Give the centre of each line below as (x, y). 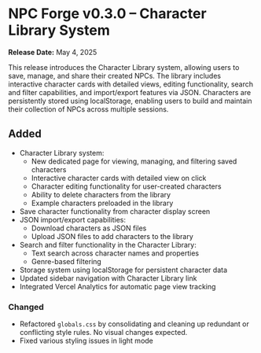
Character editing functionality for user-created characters (126, 186)
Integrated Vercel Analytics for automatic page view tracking (118, 286)
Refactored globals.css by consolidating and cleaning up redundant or (134, 324)
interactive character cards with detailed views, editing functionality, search (131, 84)
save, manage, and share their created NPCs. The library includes (115, 75)
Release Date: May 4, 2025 (53, 52)
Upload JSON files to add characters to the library (112, 236)
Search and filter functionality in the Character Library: (108, 245)
